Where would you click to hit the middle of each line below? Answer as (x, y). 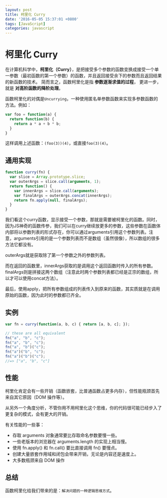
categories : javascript (30, 28)
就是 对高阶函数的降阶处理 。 (34, 88)
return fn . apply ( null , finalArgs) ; (51, 200)
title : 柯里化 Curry (25, 14)
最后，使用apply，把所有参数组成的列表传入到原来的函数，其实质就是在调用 (83, 289)
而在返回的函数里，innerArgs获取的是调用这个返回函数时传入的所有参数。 (80, 266)
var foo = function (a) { (31, 115)
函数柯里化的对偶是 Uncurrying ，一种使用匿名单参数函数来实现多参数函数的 (82, 99)
